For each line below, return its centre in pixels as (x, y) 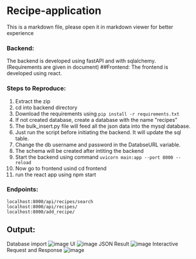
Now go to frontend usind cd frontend (61, 168)
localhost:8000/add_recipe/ (41, 212)
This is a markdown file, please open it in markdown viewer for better (90, 27)
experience (20, 33)
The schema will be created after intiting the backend (79, 150)
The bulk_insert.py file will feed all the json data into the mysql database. (103, 126)
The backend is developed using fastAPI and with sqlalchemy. (81, 61)
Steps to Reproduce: (36, 89)
